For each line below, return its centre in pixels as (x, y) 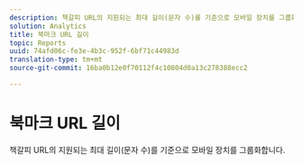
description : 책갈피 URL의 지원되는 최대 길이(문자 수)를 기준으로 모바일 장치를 (142, 18)
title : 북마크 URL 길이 (49, 34)
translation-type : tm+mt (56, 59)
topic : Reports (38, 43)
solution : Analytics (48, 26)
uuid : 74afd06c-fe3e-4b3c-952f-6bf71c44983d (94, 51)
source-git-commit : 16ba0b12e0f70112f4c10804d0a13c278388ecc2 (129, 68)
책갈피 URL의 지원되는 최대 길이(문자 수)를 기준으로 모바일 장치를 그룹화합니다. (147, 150)
